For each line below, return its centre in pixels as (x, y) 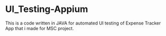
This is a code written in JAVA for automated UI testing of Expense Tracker (83, 23)
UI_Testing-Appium (47, 9)
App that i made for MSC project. (40, 28)
